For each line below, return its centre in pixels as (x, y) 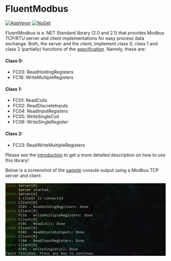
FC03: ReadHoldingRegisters (43, 72)
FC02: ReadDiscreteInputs (40, 106)
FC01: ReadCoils (30, 100)
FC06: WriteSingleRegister (40, 122)
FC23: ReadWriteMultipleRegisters (49, 145)
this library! (17, 160)
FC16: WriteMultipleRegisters (43, 77)
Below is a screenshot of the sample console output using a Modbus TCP (82, 170)
